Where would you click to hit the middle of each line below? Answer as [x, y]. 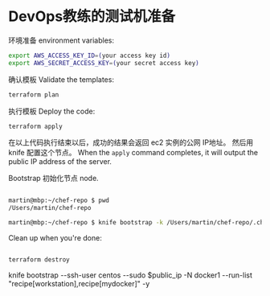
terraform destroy [39, 260]
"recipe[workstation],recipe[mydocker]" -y [79, 283]
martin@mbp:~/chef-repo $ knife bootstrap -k [86, 223]
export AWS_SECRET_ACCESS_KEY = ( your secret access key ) [104, 63]
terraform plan [34, 95]
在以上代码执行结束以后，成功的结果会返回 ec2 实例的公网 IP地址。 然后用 [131, 142]
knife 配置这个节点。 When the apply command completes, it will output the [133, 153]
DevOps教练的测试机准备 [92, 16]
